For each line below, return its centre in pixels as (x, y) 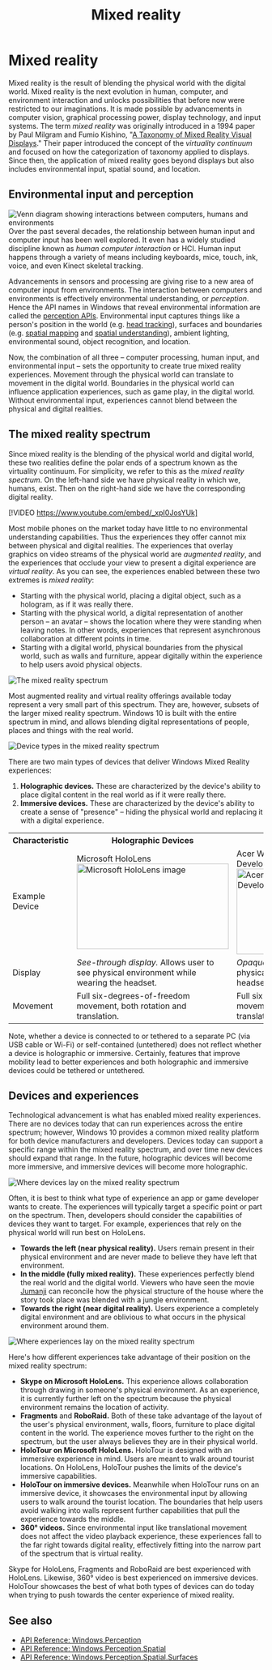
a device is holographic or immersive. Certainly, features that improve (124, 1053)
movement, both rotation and (132, 1006)
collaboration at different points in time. (85, 638)
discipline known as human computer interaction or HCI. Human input (125, 248)
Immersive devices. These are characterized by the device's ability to (137, 803)
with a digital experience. (62, 820)
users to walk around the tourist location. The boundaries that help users (141, 1502)
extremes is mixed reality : (51, 580)
